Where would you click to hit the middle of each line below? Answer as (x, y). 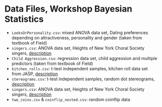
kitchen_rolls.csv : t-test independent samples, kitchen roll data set (80, 68)
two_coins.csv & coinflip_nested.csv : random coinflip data (71, 99)
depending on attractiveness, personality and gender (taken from (77, 38)
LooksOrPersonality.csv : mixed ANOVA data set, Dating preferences (80, 32)
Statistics (24, 19)
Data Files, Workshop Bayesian (68, 9)
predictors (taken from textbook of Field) (52, 63)
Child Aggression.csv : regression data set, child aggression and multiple (84, 58)
